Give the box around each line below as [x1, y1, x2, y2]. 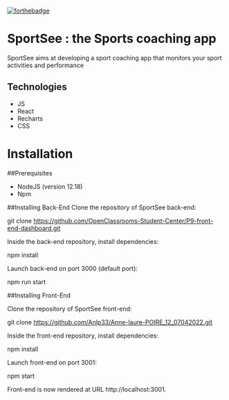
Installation [7, 146, 73, 162]
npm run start [7, 277, 46, 286]
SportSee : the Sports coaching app [7, 31, 217, 46]
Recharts [17, 114, 44, 123]
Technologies [7, 81, 68, 93]
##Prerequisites [7, 168, 53, 177]
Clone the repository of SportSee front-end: [7, 304, 132, 313]
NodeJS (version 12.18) [17, 182, 83, 191]
